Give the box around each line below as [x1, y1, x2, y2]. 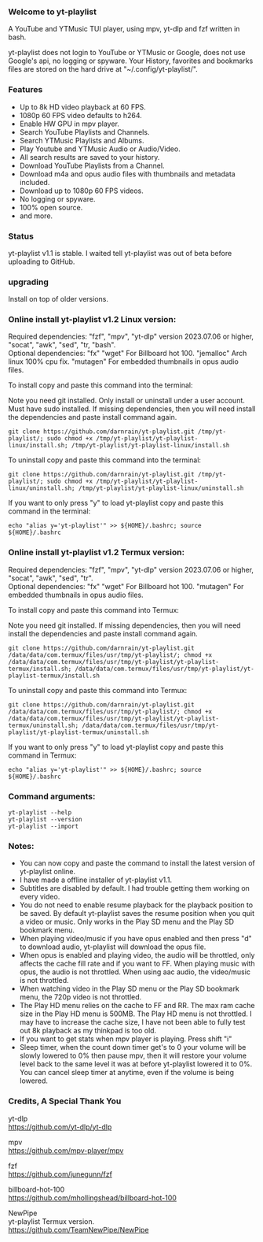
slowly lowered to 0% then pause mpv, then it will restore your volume [19, 1051, 247, 1061]
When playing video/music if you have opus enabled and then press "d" [19, 934, 253, 944]
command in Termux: [8, 751, 77, 760]
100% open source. [19, 202, 83, 212]
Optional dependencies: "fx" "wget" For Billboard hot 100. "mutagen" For [8, 581, 244, 591]
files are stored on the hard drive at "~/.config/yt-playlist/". [8, 65, 198, 74]
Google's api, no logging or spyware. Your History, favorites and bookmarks [8, 56, 254, 65]
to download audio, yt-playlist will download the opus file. [19, 942, 206, 951]
